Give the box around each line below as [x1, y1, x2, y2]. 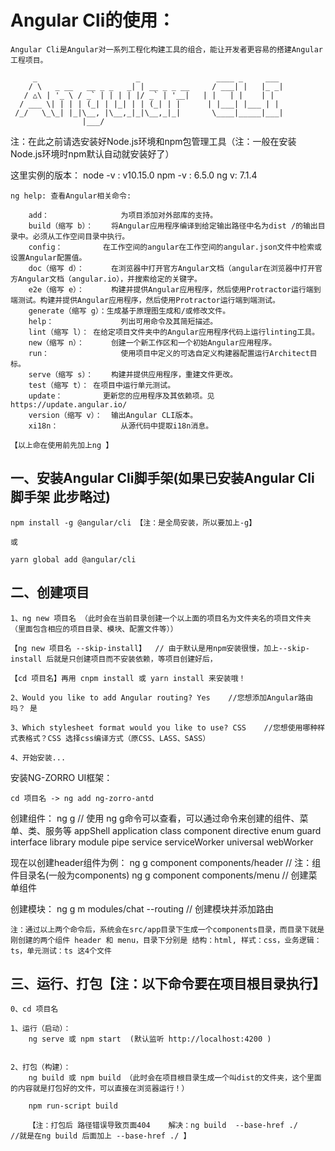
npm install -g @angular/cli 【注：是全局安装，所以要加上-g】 [10, 517, 257, 528]
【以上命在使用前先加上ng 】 [10, 440, 114, 450]
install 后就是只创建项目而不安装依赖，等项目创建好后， [10, 654, 218, 664]
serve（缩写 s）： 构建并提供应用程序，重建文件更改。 [28, 369, 238, 380]
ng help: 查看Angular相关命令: [10, 191, 132, 201]
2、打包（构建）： [10, 1062, 72, 1073]
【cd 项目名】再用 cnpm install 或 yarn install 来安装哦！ [10, 673, 247, 683]
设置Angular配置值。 [10, 252, 87, 263]
